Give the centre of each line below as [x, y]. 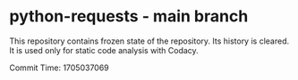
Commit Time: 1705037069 [59, 68]
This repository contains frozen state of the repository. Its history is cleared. [149, 41]
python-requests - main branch [129, 16]
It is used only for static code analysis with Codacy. [104, 50]
